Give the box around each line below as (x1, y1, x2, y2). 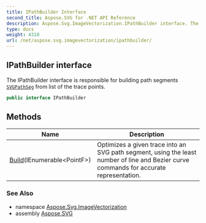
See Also (6, 189, 34, 198)
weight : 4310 (6, 32, 40, 38)
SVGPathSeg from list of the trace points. (6, 83, 105, 90)
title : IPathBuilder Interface (6, 9, 86, 15)
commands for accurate (97, 163, 166, 172)
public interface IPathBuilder (6, 94, 86, 101)
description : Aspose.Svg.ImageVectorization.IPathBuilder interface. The (6, 20, 199, 26)
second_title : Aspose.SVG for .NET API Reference (6, 15, 136, 21)
